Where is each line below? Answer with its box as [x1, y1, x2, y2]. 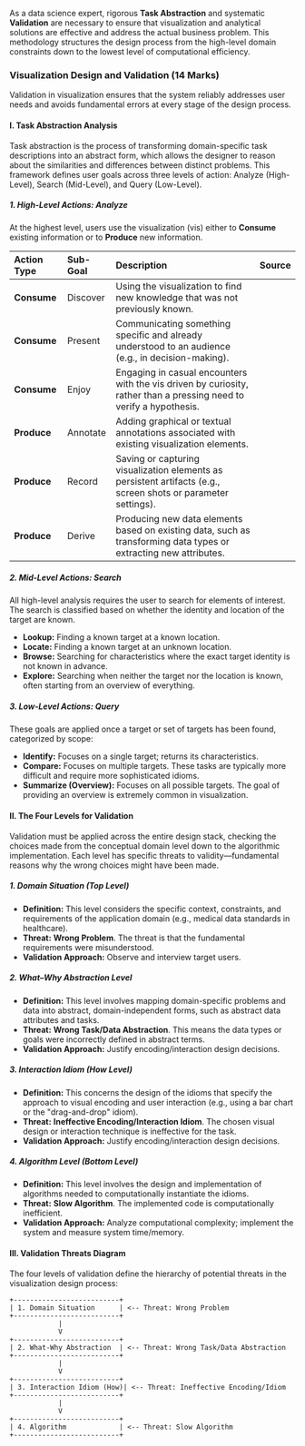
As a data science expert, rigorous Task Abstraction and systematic [9, 8, 266, 18]
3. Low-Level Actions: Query [9, 701, 120, 712]
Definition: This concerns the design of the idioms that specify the [22, 1087, 272, 1097]
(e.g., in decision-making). [115, 351, 230, 364]
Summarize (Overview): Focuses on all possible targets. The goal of [22, 780, 280, 791]
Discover [66, 291, 106, 304]
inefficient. [22, 1207, 64, 1219]
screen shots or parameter [115, 487, 230, 499]
